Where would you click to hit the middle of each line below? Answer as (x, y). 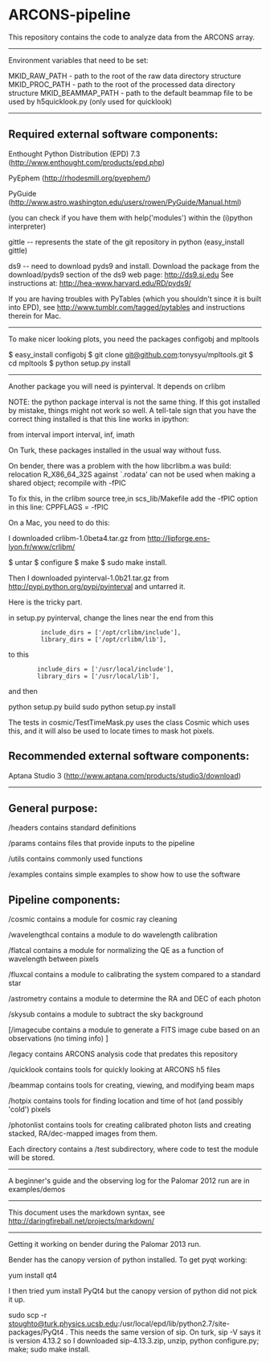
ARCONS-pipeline (70, 15)
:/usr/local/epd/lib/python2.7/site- (174, 1324)
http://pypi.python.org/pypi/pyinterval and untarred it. (97, 586)
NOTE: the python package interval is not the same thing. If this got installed (135, 402)
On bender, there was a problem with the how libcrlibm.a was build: (120, 465)
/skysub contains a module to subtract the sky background (106, 1014)
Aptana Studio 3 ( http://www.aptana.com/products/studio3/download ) (125, 775)
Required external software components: (113, 134)
